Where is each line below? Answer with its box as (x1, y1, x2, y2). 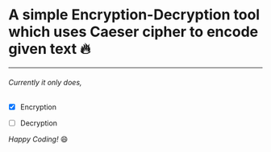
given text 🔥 (8, 40, 91, 58)
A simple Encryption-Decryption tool (8, 6, 261, 24)
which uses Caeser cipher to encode (8, 23, 259, 41)
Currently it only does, (8, 77, 82, 87)
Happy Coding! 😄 (8, 134, 69, 144)
